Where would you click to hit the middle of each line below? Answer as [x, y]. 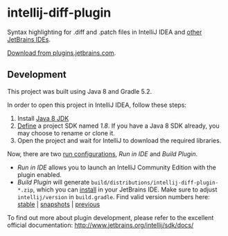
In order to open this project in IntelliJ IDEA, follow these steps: [97, 105]
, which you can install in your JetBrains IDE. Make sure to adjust [125, 189]
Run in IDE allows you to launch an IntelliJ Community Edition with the [116, 167]
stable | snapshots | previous [59, 204]
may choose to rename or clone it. [66, 133]
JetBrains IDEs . [29, 39]
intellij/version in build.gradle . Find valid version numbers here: [113, 196]
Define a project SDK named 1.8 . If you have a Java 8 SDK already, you [118, 126]
